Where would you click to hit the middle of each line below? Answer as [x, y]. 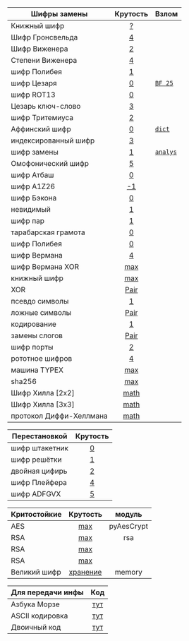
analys [166, 152]
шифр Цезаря [34, 83]
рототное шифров [42, 358]
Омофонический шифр [50, 163]
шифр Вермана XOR [45, 266]
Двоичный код [36, 627]
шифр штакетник [40, 448]
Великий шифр [36, 572]
